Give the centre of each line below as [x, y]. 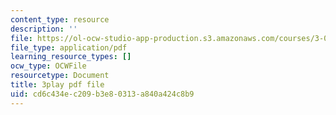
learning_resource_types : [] [71, 57]
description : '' [44, 29]
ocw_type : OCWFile [48, 66]
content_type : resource [60, 19]
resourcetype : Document [60, 76]
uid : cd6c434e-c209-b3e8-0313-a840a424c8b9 [102, 94]
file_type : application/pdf [69, 47]
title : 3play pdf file [57, 85]
